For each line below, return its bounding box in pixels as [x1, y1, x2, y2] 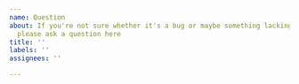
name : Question [9, 12, 66, 22]
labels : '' [9, 46, 50, 55]
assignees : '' [9, 54, 62, 63]
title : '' [9, 37, 46, 47]
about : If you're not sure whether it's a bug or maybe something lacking [9, 21, 293, 30]
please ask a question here [17, 29, 122, 38]
